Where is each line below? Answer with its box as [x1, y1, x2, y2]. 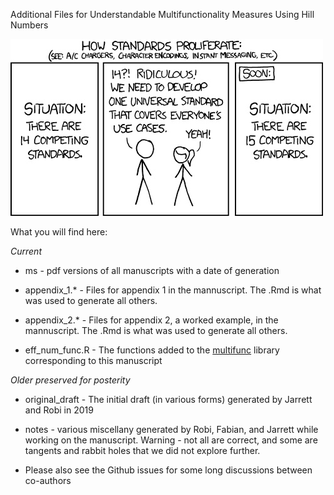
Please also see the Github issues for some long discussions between [24, 464, 313, 476]
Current [10, 245, 42, 257]
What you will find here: [10, 226, 108, 238]
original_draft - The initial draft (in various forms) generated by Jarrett [24, 394, 313, 405]
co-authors [24, 475, 72, 486]
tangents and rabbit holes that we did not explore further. [24, 445, 261, 456]
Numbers [10, 19, 49, 31]
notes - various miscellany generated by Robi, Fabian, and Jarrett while [24, 424, 319, 435]
